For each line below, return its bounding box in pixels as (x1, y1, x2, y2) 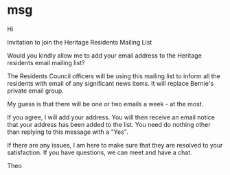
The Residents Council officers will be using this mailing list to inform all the (7, 71, 221, 80)
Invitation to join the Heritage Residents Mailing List (7, 38, 152, 46)
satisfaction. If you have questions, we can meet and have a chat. (7, 148, 192, 156)
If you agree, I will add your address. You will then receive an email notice (7, 113, 215, 121)
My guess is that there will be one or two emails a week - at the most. (7, 100, 204, 108)
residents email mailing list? (7, 58, 85, 67)
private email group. (7, 86, 64, 95)
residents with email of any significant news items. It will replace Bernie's (7, 79, 214, 87)
